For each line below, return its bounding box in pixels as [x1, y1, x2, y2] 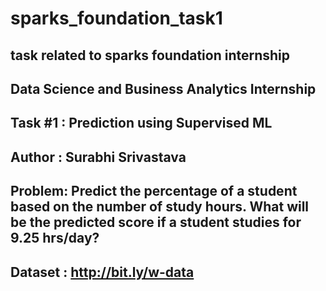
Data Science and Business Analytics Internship [10, 80, 317, 97]
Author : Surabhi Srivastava [10, 148, 187, 166]
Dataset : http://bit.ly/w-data [10, 263, 195, 281]
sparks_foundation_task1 [10, 7, 223, 30]
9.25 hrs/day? [10, 230, 100, 247]
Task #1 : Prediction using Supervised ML [10, 115, 273, 132]
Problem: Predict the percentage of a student [10, 183, 298, 200]
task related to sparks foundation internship [10, 47, 291, 64]
